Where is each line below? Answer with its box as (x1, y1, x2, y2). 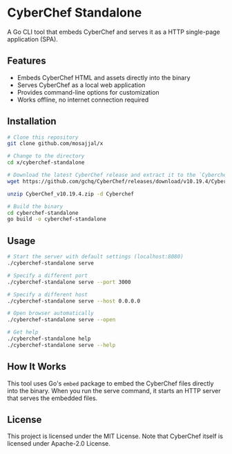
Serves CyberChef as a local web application (17, 81, 146, 89)
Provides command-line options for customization (17, 88, 160, 96)
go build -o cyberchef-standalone (7, 216, 107, 223)
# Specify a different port (7, 272, 88, 279)
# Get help (7, 329, 39, 336)
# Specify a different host (7, 291, 88, 298)
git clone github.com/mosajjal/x (7, 140, 104, 147)
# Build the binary (7, 202, 64, 210)
